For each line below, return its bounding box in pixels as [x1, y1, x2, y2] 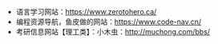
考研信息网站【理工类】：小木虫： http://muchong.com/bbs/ [15, 27, 211, 36]
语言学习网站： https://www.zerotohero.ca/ [15, 7, 157, 16]
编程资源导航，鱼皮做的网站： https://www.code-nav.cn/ [15, 17, 202, 26]
